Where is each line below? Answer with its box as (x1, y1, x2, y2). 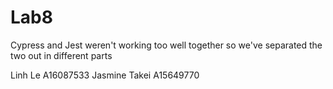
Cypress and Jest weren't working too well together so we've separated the (10, 39, 323, 51)
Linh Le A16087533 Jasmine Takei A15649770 (10, 69, 200, 81)
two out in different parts (10, 49, 113, 61)
